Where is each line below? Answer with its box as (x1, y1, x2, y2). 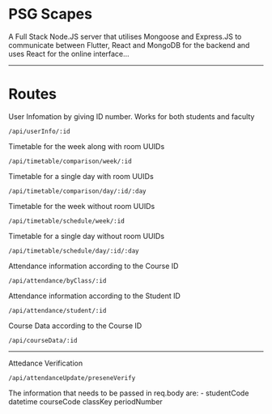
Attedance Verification (8, 358, 83, 368)
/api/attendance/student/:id (8, 306, 107, 314)
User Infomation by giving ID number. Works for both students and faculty (8, 111, 255, 122)
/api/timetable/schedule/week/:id (8, 216, 125, 225)
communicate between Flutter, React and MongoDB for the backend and (8, 40, 250, 49)
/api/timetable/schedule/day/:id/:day (8, 246, 139, 255)
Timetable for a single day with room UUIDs (8, 171, 154, 181)
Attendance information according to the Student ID (8, 291, 181, 301)
